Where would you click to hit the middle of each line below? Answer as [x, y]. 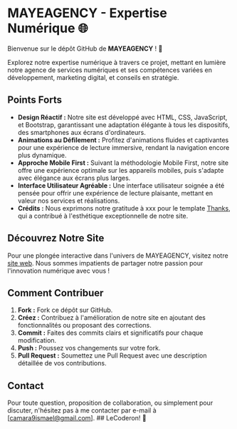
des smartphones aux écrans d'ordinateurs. [81, 132]
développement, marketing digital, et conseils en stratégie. [93, 77]
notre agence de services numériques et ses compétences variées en [110, 70]
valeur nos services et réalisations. [69, 201]
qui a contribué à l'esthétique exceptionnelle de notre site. [103, 216]
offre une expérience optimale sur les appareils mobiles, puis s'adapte [121, 170]
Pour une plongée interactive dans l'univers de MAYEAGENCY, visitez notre [118, 256]
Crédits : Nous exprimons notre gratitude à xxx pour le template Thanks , [124, 208]
